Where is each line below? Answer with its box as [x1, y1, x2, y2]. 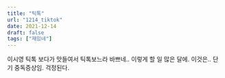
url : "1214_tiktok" [7, 16, 63, 23]
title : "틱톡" [7, 10, 45, 17]
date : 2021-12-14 [7, 23, 57, 29]
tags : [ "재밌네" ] [7, 36, 53, 42]
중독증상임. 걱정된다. [14, 64, 70, 72]
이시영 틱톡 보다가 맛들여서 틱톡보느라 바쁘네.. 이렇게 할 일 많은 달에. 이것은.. [7, 55, 211, 64]
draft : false [7, 29, 45, 36]
